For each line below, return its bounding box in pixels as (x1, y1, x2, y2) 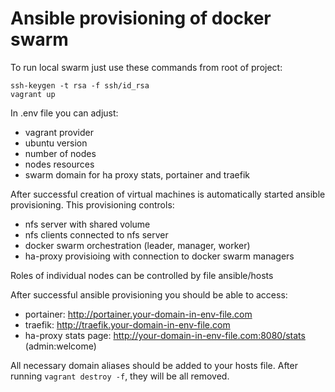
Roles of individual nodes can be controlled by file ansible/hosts (10, 269, 274, 281)
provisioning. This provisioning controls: (10, 198, 175, 211)
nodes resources (24, 158, 95, 170)
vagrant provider (24, 126, 94, 138)
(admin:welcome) (24, 340, 97, 352)
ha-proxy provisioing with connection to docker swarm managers (24, 250, 295, 262)
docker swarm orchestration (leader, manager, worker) (24, 239, 251, 251)
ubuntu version (24, 137, 88, 149)
